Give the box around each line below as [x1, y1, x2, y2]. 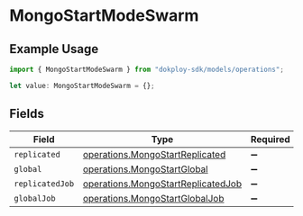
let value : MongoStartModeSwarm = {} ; [9, 81, 155, 90]
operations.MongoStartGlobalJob [82, 192, 225, 204]
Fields [9, 106, 45, 121]
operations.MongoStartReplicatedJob [82, 177, 242, 190]
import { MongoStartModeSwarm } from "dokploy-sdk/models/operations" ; [9, 65, 284, 74]
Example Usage [9, 41, 99, 57]
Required [250, 132, 290, 145]
